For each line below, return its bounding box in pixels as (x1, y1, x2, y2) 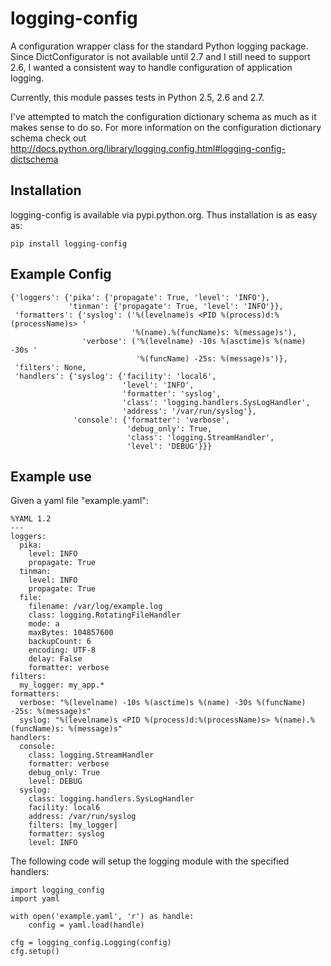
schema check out (10, 132, 87, 144)
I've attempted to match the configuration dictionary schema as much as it (10, 110, 317, 122)
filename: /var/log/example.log (28, 602, 163, 612)
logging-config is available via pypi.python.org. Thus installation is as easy (10, 208, 318, 221)
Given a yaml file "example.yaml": (10, 495, 149, 507)
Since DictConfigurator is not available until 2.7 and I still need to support (10, 50, 311, 62)
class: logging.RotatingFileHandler (28, 610, 182, 621)
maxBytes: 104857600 (28, 628, 114, 638)
